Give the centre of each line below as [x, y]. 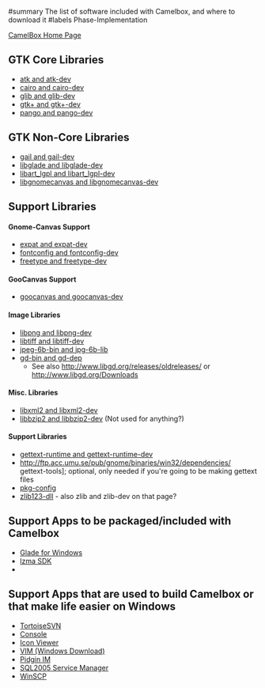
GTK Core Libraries [56, 60]
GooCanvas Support [42, 279]
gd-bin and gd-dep [51, 357]
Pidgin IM [35, 659]
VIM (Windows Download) [62, 651]
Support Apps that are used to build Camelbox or [131, 594]
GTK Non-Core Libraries [69, 138]
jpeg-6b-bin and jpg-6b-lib [64, 349]
